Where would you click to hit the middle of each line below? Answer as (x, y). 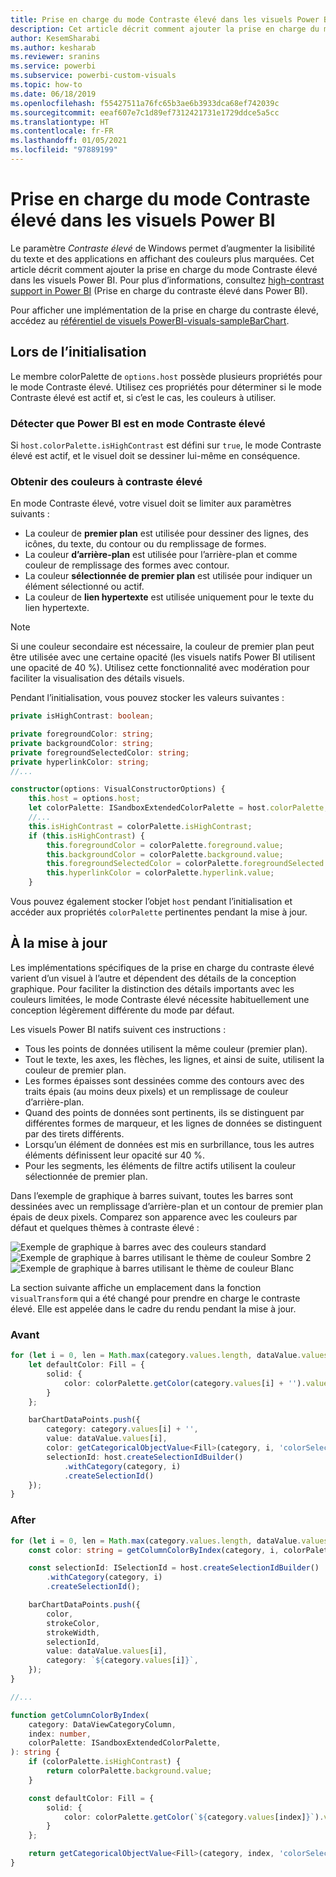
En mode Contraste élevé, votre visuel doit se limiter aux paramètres (151, 503)
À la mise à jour (59, 943)
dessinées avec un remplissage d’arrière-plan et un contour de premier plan (166, 1206)
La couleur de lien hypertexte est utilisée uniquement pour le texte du (169, 597)
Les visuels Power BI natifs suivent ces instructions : (118, 1029)
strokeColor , (73, 1623)
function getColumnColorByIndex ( (80, 1715)
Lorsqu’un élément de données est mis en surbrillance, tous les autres (169, 1144)
